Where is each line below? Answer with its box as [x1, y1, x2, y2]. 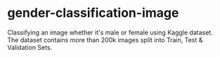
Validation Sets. [7, 43, 53, 51]
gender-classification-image [7, 5, 179, 21]
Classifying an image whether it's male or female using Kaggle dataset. [7, 28, 213, 37]
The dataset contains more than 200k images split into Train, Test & [7, 35, 203, 44]
